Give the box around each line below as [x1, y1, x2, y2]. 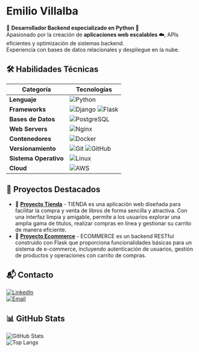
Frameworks [9, 105, 46, 113]
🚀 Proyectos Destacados [6, 184, 101, 195]
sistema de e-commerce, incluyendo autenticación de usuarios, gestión [14, 245, 194, 253]
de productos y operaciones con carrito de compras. [14, 251, 147, 259]
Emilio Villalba [6, 4, 78, 18]
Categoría [22, 85, 51, 93]
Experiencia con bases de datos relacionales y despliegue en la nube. [6, 46, 180, 53]
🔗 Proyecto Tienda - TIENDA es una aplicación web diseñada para [14, 200, 181, 207]
